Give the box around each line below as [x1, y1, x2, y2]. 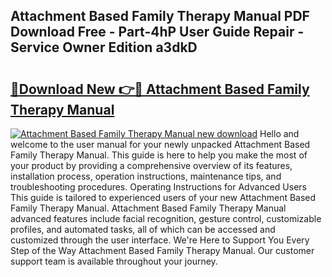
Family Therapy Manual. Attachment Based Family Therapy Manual [10, 202, 287, 214]
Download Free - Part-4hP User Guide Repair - [10, 24, 305, 41]
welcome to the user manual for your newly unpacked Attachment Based [10, 139, 311, 150]
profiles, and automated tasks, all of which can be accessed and [10, 224, 276, 235]
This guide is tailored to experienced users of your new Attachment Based [10, 192, 317, 203]
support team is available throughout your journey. [10, 255, 218, 267]
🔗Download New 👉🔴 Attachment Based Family [10, 80, 310, 98]
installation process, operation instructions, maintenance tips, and [10, 170, 282, 182]
